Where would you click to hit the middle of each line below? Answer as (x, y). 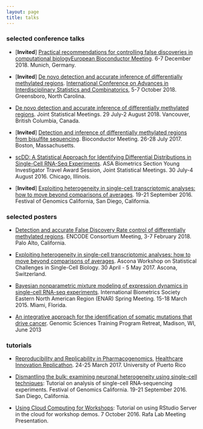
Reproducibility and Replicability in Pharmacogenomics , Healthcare (99, 359)
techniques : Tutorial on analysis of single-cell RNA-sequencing (94, 383)
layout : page (23, 12)
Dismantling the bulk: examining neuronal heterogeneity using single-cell (106, 377)
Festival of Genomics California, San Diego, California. (82, 201)
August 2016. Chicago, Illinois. (53, 176)
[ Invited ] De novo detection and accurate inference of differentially (99, 76)
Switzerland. (31, 274)
